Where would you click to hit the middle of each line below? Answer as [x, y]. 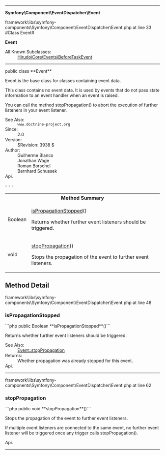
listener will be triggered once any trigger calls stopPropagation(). [72, 433]
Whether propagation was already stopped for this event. [75, 361]
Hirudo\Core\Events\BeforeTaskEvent [55, 57]
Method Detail [27, 286]
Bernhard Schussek [37, 171]
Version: [14, 140]
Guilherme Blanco [35, 155]
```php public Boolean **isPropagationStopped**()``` [58, 326]
